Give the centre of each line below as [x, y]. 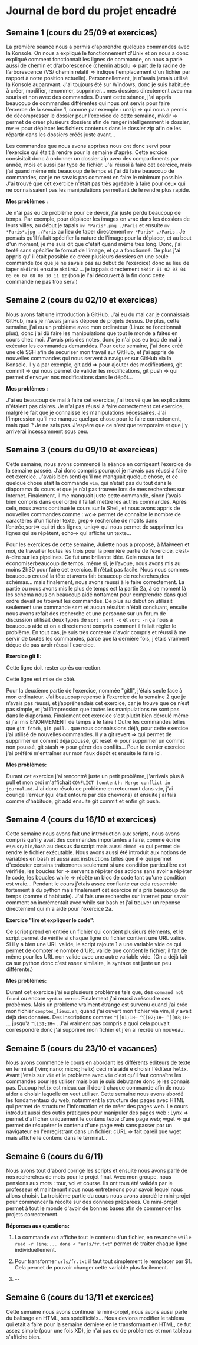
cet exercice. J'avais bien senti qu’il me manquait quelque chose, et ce [92, 477]
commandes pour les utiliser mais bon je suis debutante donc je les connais [98, 1081]
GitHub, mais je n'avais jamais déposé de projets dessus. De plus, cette [93, 320]
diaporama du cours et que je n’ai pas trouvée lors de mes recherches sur [96, 489]
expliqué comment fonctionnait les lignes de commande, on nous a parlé [94, 59]
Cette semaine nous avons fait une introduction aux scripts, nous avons [93, 834]
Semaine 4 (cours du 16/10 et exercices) [81, 820]
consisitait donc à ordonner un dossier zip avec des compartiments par [93, 158]
